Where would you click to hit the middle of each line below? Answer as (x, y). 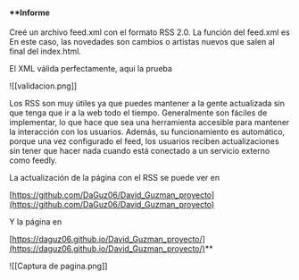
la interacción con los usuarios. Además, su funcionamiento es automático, (147, 132)
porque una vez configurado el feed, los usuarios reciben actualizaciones (144, 141)
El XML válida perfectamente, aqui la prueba (91, 69)
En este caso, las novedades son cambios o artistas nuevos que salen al (142, 42)
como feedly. (33, 160)
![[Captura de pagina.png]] (58, 266)
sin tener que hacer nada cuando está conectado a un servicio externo (140, 151)
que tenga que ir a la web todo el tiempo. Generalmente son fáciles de (138, 113)
